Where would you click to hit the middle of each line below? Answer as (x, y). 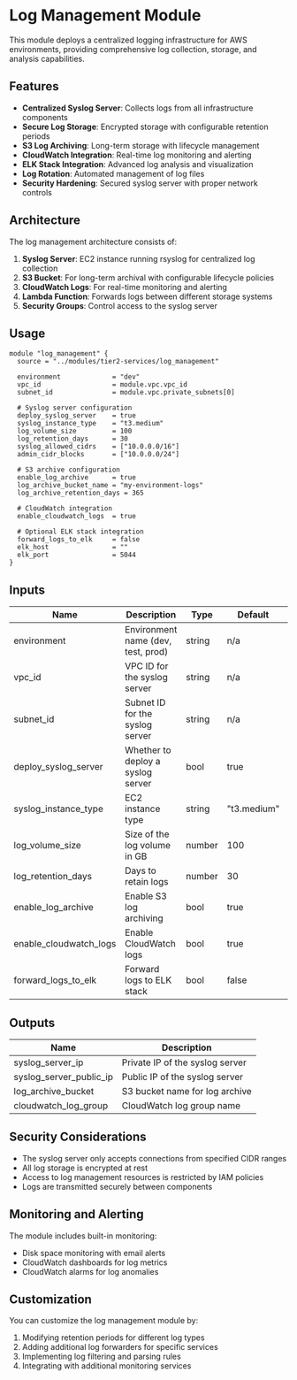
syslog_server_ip (49, 1062)
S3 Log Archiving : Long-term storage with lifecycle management (141, 145)
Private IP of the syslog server (184, 1062)
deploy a (143, 762)
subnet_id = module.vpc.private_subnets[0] (126, 393)
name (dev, (148, 640)
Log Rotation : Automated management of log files (113, 173)
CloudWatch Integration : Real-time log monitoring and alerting (137, 155)
